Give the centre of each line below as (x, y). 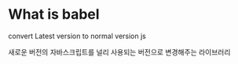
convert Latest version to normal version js (77, 36)
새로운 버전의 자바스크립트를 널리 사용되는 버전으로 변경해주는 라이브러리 (119, 52)
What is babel (54, 14)
